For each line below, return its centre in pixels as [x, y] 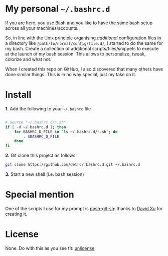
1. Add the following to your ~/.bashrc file [48, 108]
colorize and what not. [28, 59]
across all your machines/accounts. [42, 28]
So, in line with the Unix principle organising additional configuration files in [83, 38]
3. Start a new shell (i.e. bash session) [45, 174]
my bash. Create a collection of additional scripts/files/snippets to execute [82, 48]
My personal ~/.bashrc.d [58, 9]
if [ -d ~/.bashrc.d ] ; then [36, 127]
